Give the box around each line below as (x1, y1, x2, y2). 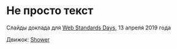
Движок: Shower (6, 36, 50, 43)
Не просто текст (6, 4, 94, 18)
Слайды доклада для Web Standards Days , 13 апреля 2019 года (6, 24, 171, 31)
